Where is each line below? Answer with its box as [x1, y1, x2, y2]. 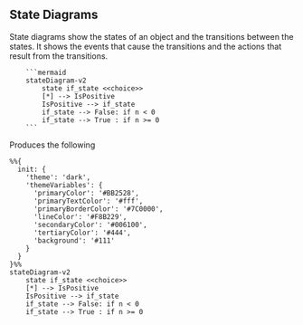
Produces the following [9, 139, 96, 150]
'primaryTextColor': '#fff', [33, 196, 144, 206]
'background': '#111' [33, 235, 116, 245]
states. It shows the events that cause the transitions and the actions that [9, 41, 282, 52]
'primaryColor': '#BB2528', [33, 188, 140, 197]
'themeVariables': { [25, 180, 103, 189]
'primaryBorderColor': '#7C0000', [33, 204, 165, 214]
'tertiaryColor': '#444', [33, 228, 131, 237]
